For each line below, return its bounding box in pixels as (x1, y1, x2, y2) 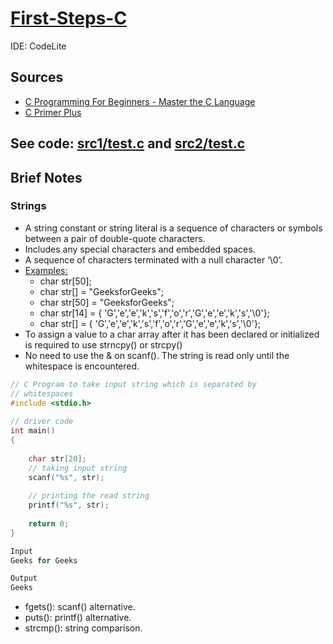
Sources (10, 69, 64, 86)
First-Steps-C (10, 7, 128, 30)
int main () (10, 426, 56, 436)
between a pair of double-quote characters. (24, 232, 206, 244)
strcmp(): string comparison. (24, 622, 143, 634)
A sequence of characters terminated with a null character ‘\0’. (24, 253, 283, 266)
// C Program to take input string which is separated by (10, 379, 257, 389)
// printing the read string (28, 491, 150, 501)
